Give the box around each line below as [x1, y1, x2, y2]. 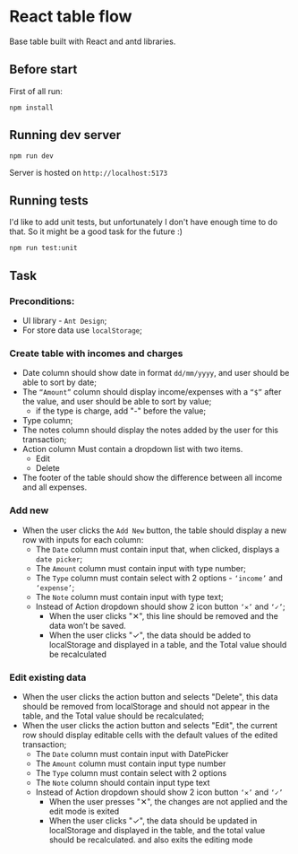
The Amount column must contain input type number [35, 758, 226, 769]
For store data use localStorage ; [21, 325, 143, 335]
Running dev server [9, 127, 122, 143]
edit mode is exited [48, 806, 120, 816]
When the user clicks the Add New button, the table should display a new [21, 525, 287, 536]
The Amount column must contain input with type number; [35, 562, 246, 573]
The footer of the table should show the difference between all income [21, 473, 283, 484]
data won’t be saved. [48, 620, 127, 631]
